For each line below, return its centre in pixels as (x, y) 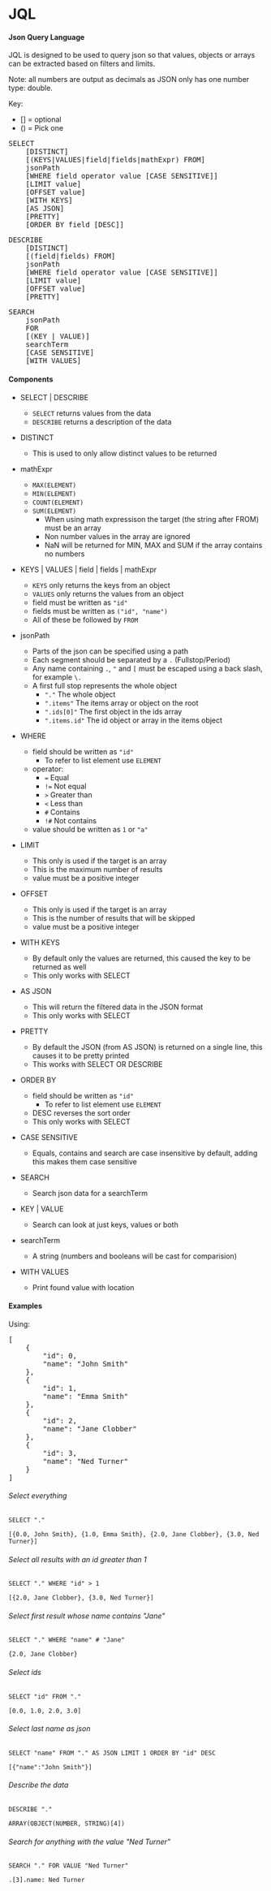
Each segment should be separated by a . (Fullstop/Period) (131, 659)
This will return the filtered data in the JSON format (118, 1007)
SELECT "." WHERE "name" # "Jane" (67, 1640)
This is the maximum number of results (97, 869)
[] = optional (41, 119)
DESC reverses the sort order (82, 1112)
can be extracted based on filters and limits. (82, 64)
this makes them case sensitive (85, 1161)
